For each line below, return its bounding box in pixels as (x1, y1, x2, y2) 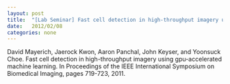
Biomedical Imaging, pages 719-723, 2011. (7, 70, 125, 78)
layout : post (7, 10, 44, 17)
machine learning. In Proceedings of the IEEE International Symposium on (7, 62, 215, 70)
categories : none (7, 29, 57, 36)
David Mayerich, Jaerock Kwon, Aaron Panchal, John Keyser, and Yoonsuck (7, 48, 221, 56)
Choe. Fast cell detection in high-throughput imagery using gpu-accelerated (7, 55, 222, 64)
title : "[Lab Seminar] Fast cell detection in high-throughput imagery (7, 16, 219, 23)
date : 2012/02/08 (7, 23, 63, 29)
